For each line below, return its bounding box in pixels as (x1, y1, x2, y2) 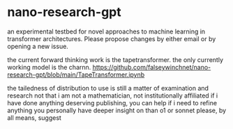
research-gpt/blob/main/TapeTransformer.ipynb (7, 70, 145, 79)
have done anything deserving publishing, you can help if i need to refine (7, 98, 218, 107)
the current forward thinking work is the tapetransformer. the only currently (7, 55, 224, 63)
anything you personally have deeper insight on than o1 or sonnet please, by (7, 106, 227, 114)
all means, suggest (7, 113, 61, 122)
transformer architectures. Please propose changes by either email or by (7, 34, 216, 43)
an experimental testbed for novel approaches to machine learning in (7, 27, 206, 36)
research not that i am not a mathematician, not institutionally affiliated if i (7, 91, 218, 100)
